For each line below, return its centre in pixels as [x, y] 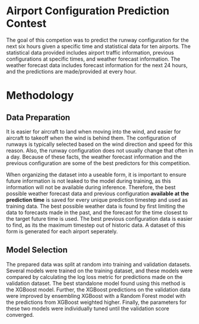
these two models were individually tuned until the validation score [88, 308]
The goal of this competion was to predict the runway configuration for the [97, 40]
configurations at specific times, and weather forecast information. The [93, 59]
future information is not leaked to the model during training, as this [89, 181]
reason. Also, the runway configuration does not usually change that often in [100, 150]
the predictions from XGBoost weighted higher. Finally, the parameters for [97, 302]
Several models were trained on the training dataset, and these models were [99, 271]
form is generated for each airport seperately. [62, 231]
